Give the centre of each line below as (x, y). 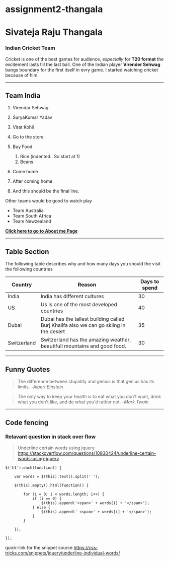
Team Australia (28, 211)
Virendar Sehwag (30, 108)
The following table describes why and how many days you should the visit (83, 264)
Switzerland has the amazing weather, (86, 340)
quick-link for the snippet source (39, 547)
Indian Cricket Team (30, 48)
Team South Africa (32, 216)
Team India (23, 96)
